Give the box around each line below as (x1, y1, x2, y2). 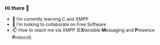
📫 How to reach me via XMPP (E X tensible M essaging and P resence (12, 27, 155, 33)
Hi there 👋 (5, 5, 30, 12)
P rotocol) (12, 34, 32, 40)
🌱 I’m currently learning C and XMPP (12, 16, 89, 22)
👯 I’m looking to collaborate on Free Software (12, 21, 106, 27)
